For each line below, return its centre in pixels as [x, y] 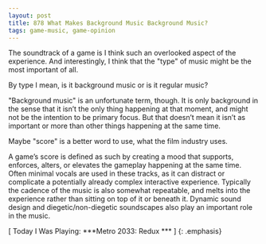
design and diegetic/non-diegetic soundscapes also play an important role [131, 207]
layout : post [30, 15]
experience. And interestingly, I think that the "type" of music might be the [130, 61]
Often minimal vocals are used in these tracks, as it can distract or [117, 174]
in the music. [29, 216]
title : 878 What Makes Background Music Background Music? [108, 23]
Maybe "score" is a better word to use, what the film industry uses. [118, 141]
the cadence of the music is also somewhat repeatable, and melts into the [129, 191]
